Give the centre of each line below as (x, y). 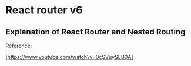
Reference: (19, 46)
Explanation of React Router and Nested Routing (95, 32)
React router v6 (44, 10)
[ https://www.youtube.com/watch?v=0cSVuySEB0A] (69, 57)
